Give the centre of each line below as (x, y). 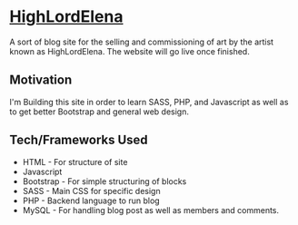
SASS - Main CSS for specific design (91, 191)
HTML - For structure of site (75, 161)
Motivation (41, 80)
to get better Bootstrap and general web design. (99, 112)
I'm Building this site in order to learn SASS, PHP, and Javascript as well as (149, 102)
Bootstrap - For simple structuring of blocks (104, 181)
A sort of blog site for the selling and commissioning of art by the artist (142, 42)
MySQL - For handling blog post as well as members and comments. (151, 210)
